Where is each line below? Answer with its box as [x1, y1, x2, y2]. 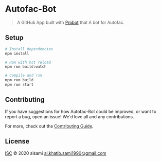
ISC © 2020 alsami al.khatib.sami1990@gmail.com [5, 150, 107, 156]
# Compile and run [5, 73, 42, 78]
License [5, 137, 30, 145]
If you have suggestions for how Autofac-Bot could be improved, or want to [5, 108, 157, 114]
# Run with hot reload [5, 60, 51, 65]
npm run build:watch [5, 64, 47, 69]
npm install [5, 51, 29, 56]
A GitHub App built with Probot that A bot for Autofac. [17, 19, 125, 25]
